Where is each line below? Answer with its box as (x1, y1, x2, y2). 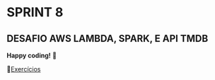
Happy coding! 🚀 (6, 51, 57, 59)
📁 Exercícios (6, 65, 41, 73)
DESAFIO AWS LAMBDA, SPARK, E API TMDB (6, 33, 209, 45)
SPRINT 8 (6, 4, 64, 21)
